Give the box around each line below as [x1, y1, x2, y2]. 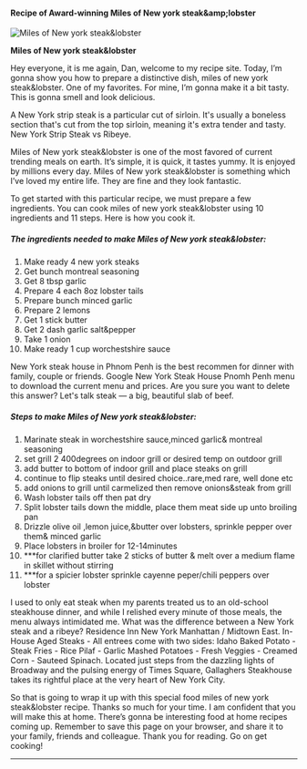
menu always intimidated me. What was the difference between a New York [10, 616, 294, 628]
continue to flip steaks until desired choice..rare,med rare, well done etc [23, 473, 294, 484]
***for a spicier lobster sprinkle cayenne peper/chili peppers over [23, 569, 270, 580]
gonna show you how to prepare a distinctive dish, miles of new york [10, 73, 269, 84]
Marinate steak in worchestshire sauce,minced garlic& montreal [23, 434, 263, 446]
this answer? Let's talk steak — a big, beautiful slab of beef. [10, 390, 235, 401]
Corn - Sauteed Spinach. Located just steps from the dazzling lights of [10, 655, 275, 666]
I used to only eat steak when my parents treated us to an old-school [10, 597, 269, 608]
